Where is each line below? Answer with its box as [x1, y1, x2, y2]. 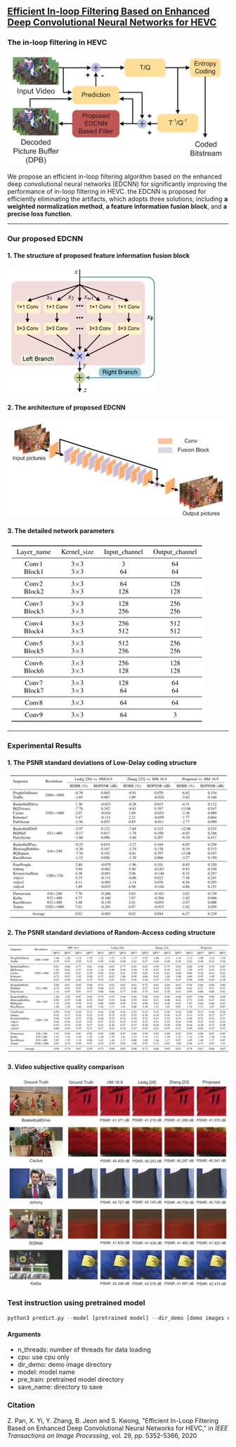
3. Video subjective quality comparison [7, 1062, 124, 1070]
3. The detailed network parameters [7, 527, 114, 535]
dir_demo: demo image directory [17, 1361, 112, 1369]
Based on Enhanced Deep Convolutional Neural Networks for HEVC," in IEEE [7, 1424, 228, 1432]
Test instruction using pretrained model [7, 1297, 145, 1307]
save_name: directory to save [17, 1383, 103, 1392]
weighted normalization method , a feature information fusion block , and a [7, 202, 228, 211]
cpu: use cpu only [17, 1353, 70, 1361]
